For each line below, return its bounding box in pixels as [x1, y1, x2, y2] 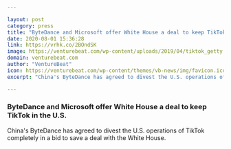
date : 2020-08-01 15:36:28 [7, 35, 85, 42]
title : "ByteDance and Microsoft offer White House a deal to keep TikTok [7, 29, 226, 36]
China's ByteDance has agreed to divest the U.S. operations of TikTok [7, 126, 205, 135]
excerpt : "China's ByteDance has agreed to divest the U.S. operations [7, 73, 217, 80]
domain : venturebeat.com [7, 54, 78, 62]
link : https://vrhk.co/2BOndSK [7, 42, 97, 49]
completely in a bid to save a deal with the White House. [7, 133, 166, 141]
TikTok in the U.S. [7, 111, 67, 120]
